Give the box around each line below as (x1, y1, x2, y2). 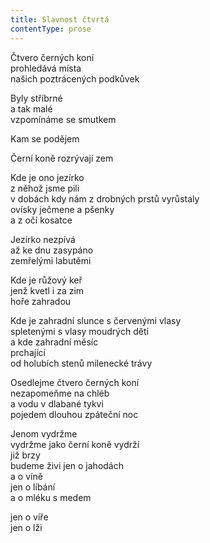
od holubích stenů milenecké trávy (10, 357, 153, 369)
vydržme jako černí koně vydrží (10, 438, 140, 450)
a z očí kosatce (10, 214, 73, 226)
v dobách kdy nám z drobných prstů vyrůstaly (10, 192, 200, 205)
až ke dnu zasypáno (10, 244, 94, 256)
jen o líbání (10, 481, 56, 493)
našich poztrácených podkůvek (10, 72, 140, 85)
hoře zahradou (10, 295, 72, 307)
